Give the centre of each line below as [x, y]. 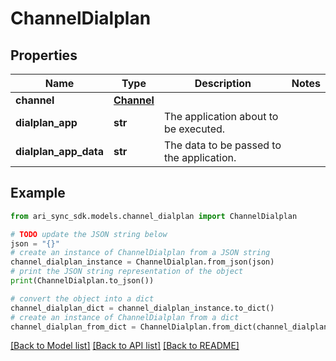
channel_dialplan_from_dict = [73, 327]
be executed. [194, 129]
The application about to [221, 116]
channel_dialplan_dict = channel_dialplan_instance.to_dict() [142, 308]
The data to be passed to [222, 145]
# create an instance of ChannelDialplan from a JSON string [140, 253]
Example [38, 193]
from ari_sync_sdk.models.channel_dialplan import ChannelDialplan [154, 216]
